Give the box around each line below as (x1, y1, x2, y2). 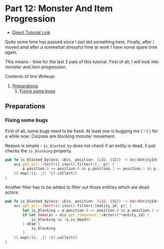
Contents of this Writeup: (5, 73, 56, 79)
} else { (22, 222, 41, 227)
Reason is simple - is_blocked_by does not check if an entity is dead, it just (5, 143, 156, 148)
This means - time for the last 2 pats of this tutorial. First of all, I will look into (5, 59, 159, 64)
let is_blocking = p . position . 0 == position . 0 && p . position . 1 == (22, 208, 161, 213)
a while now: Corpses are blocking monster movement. (5, 133, 116, 139)
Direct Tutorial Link (12, 29, 50, 35)
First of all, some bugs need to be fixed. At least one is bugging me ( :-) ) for (5, 128, 158, 134)
